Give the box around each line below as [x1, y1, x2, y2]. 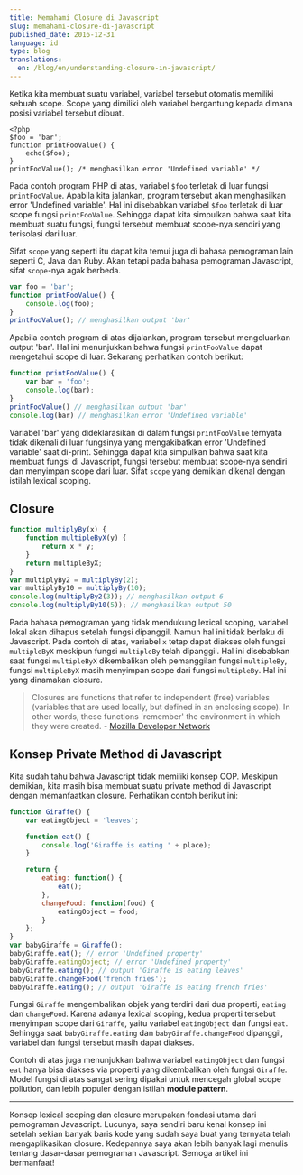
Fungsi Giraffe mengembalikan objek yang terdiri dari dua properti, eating [9, 999, 287, 1010]
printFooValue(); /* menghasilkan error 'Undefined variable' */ [9, 164, 260, 173]
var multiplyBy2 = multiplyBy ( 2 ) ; [9, 575, 140, 585]
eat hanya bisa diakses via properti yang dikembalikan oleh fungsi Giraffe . [9, 1064, 288, 1075]
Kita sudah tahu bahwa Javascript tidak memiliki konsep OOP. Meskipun [9, 771, 278, 782]
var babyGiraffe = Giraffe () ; [9, 940, 124, 950]
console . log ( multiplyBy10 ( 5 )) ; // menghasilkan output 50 [9, 601, 232, 610]
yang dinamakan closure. [9, 674, 104, 686]
